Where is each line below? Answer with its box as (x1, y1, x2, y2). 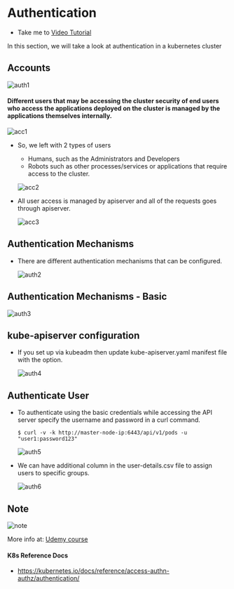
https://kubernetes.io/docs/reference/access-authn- (17, 567, 170, 575)
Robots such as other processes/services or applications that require (27, 161, 228, 170)
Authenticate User (7, 390, 90, 402)
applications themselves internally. (7, 112, 112, 120)
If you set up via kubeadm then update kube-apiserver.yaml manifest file (17, 348, 228, 357)
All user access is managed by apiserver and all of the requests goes (17, 197, 217, 205)
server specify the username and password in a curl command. (17, 416, 201, 424)
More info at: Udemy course (7, 535, 88, 543)
